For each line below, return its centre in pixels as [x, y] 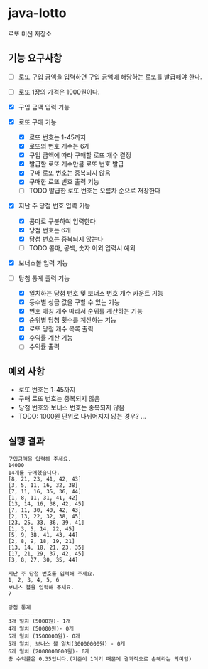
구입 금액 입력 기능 [44, 107]
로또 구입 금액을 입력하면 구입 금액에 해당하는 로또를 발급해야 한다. [110, 77]
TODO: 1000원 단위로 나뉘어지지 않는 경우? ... [82, 417]
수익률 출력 [44, 347]
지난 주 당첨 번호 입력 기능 [54, 206]
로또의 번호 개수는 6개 [59, 146]
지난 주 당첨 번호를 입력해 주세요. [52, 574]
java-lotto [37, 13]
